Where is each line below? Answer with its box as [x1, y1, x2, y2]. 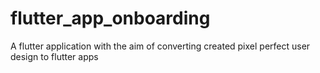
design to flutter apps [10, 50, 99, 62]
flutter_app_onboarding [10, 7, 211, 30]
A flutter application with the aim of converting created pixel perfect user [10, 40, 311, 52]
